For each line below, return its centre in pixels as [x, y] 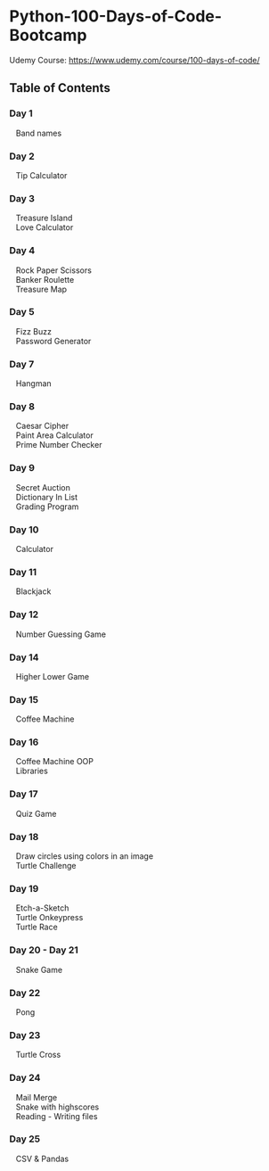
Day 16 [24, 742]
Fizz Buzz [33, 331]
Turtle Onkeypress [49, 918]
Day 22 [25, 993]
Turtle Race [37, 927]
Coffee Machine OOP [54, 762]
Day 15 [24, 699]
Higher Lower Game [53, 676]
